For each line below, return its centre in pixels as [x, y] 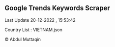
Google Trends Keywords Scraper [57, 8]
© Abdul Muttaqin [23, 39]
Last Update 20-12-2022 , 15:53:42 [40, 20]
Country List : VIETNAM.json [33, 30]
